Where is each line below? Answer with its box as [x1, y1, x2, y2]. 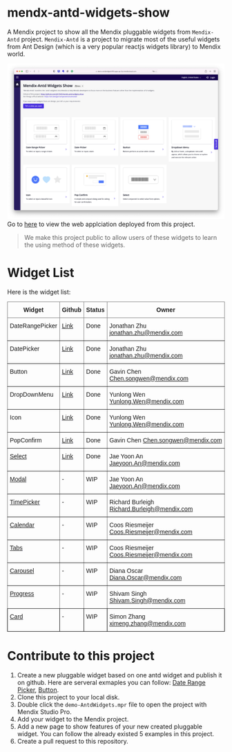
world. [7, 50, 26, 58]
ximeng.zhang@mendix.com [109, 619, 186, 627]
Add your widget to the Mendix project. [17, 715, 129, 723]
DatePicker [10, 344, 40, 352]
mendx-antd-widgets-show [7, 5, 171, 21]
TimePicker [10, 498, 40, 506]
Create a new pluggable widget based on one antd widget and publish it [17, 670, 222, 679]
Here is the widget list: [7, 288, 71, 296]
